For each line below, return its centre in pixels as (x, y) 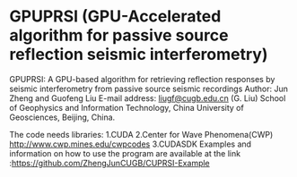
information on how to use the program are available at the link (125, 153)
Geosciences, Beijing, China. (62, 117)
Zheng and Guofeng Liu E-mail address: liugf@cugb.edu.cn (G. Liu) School (148, 98)
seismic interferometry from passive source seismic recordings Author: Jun (149, 88)
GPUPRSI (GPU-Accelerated (115, 17)
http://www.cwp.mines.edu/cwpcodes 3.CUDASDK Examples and (131, 144)
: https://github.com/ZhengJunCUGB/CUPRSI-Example (110, 163)
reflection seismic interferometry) (139, 55)
